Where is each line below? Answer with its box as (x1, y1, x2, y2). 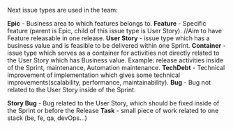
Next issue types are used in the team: (7, 6, 118, 14)
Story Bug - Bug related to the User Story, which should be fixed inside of (7, 99, 220, 107)
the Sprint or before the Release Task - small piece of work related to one (7, 107, 219, 114)
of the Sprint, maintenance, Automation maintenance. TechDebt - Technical (7, 64, 225, 71)
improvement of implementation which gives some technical (7, 71, 180, 79)
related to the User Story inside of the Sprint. (7, 86, 136, 94)
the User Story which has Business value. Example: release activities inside (7, 56, 224, 64)
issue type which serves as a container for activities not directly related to (7, 49, 220, 57)
